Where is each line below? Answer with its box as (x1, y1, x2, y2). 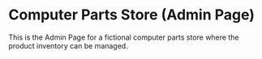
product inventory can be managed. (8, 40, 128, 50)
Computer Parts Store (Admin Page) (8, 6, 256, 24)
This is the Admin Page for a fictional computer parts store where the (8, 32, 239, 42)
